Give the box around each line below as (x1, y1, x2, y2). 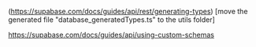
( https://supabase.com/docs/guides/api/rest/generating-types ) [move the (8, 7, 248, 16)
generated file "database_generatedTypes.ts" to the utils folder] (8, 15, 215, 24)
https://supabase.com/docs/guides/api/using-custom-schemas (8, 31, 215, 39)
